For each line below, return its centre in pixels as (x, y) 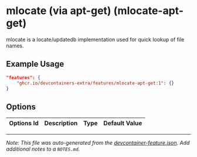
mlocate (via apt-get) (59, 11)
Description (61, 123)
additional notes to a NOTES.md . (43, 149)
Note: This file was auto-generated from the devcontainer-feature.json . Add (98, 143)
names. (15, 46)
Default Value (123, 123)
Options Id (24, 123)
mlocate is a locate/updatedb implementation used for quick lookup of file (95, 39)
